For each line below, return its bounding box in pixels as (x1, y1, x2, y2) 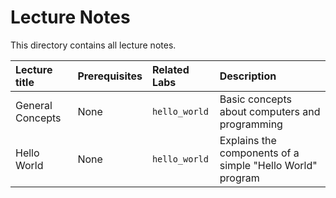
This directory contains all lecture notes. (10, 39, 177, 51)
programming (219, 117, 283, 131)
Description (219, 69, 277, 83)
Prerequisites (77, 69, 143, 83)
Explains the (219, 133, 277, 147)
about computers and (219, 104, 321, 118)
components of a (219, 146, 300, 160)
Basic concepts (219, 92, 292, 106)
